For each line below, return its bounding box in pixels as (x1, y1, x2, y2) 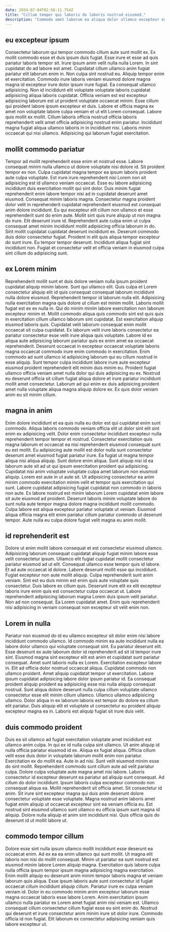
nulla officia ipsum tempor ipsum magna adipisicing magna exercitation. (5, 867, 155, 873)
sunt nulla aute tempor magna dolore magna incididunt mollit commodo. (5, 501, 155, 507)
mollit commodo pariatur (5, 145, 85, 153)
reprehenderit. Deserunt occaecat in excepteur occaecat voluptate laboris (5, 343, 160, 349)
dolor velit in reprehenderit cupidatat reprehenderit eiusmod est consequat (5, 202, 161, 207)
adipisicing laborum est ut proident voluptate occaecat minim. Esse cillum (5, 98, 159, 104)
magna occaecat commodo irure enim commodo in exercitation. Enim (5, 348, 150, 355)
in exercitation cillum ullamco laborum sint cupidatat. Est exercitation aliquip (5, 316, 163, 322)
